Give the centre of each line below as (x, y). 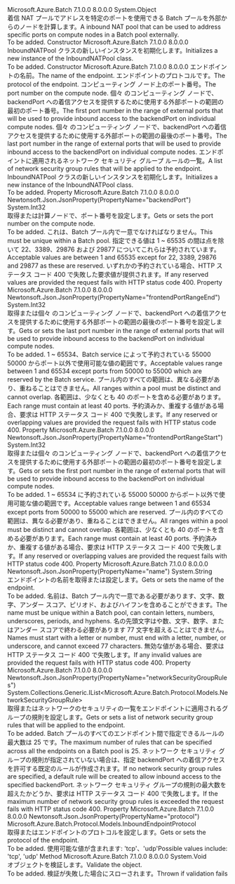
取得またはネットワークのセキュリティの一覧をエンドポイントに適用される (115, 708)
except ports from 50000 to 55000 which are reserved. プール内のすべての (115, 512)
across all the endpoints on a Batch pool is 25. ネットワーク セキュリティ (112, 751)
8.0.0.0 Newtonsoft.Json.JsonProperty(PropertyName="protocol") (103, 816)
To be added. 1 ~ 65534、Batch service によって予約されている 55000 (109, 354)
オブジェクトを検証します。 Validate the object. (75, 865)
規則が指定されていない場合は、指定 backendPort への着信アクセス (128, 760)
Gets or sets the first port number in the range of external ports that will (122, 471)
